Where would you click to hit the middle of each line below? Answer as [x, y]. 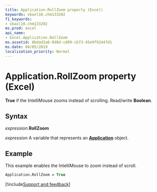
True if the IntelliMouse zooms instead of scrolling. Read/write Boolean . [79, 101]
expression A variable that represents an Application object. [67, 138]
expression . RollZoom [27, 128]
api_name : [15, 33]
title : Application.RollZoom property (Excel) [54, 10]
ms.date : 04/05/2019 [27, 47]
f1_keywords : [19, 19]
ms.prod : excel [21, 28]
